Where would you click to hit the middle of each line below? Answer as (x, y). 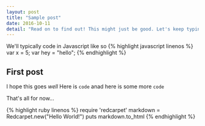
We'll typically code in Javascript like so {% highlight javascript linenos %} (100, 46)
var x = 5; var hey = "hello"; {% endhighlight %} (66, 53)
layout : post (23, 12)
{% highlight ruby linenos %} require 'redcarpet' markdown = (83, 110)
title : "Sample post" (34, 18)
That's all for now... (31, 99)
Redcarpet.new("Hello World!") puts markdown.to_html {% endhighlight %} (101, 117)
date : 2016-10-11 (28, 23)
